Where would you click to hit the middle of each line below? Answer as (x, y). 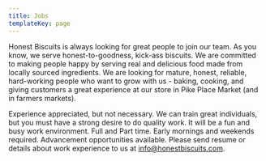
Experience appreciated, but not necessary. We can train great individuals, (133, 113)
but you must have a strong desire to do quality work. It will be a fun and (129, 122)
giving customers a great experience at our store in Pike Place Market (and (133, 89)
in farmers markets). (43, 98)
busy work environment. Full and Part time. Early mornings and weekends (131, 131)
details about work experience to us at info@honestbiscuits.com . (117, 148)
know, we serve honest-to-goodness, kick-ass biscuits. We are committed (133, 55)
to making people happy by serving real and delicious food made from (126, 64)
